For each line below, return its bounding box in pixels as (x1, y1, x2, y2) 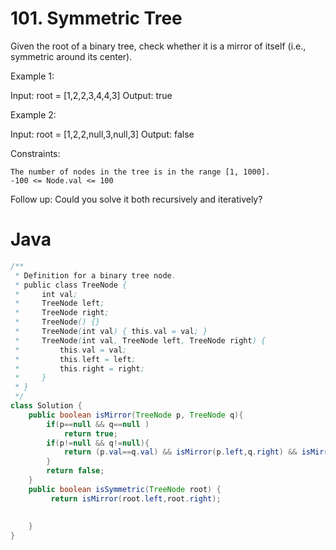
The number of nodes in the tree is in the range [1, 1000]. (10, 167, 271, 177)
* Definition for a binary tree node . (14, 270, 177, 281)
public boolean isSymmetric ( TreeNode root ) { (28, 484, 222, 494)
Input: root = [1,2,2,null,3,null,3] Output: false (10, 128, 195, 140)
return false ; (46, 466, 105, 476)
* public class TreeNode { (14, 280, 128, 290)
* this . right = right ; (14, 363, 145, 374)
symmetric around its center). (10, 50, 133, 62)
